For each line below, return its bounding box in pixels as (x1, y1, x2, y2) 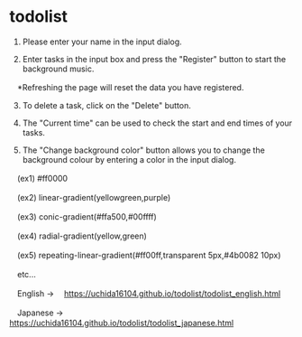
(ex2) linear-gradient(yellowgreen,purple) (16, 192, 171, 202)
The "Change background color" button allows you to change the (22, 145, 266, 155)
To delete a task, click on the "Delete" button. (22, 99, 191, 110)
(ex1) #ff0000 (16, 173, 69, 183)
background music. (22, 63, 95, 74)
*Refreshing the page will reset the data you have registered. (16, 81, 244, 92)
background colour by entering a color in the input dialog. (22, 154, 237, 164)
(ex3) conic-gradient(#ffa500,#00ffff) (16, 211, 158, 222)
